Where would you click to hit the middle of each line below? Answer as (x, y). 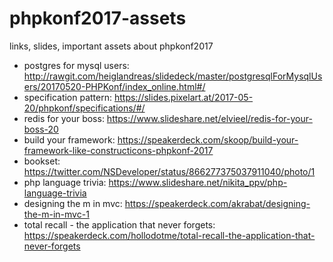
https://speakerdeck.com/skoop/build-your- (208, 139)
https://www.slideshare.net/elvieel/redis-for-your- (209, 118)
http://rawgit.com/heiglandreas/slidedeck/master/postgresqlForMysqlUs (173, 76)
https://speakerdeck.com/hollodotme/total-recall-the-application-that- (169, 235)
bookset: (42, 161)
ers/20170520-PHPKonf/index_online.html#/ (114, 86)
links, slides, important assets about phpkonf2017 (111, 46)
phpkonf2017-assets (98, 18)
